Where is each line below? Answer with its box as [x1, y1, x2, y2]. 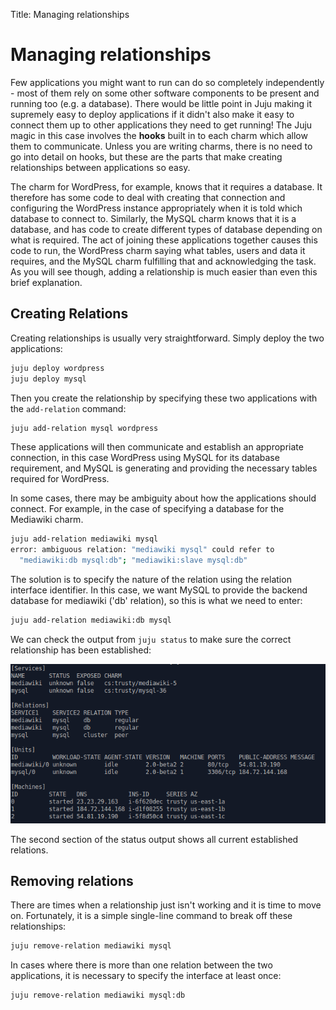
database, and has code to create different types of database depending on [10, 223, 323, 235]
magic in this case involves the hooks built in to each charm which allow [10, 129, 308, 141]
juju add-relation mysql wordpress [10, 423, 159, 433]
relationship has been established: [10, 644, 152, 656]
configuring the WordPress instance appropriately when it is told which [10, 202, 303, 214]
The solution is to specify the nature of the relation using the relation [10, 574, 292, 585]
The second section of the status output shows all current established [10, 833, 299, 845]
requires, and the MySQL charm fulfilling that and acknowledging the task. [10, 255, 317, 267]
